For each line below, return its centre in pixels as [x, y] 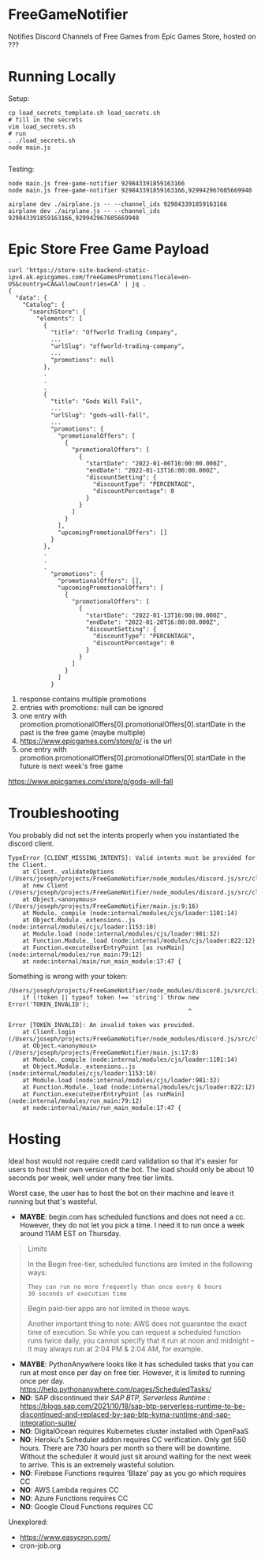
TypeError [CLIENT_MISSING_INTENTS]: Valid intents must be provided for [132, 857]
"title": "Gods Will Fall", [97, 401]
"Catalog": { [44, 305]
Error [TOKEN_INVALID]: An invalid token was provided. [102, 1025]
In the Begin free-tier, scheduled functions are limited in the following [140, 1264]
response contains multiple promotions [83, 699]
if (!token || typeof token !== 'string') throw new [111, 997]
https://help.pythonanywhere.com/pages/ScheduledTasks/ [115, 1389]
